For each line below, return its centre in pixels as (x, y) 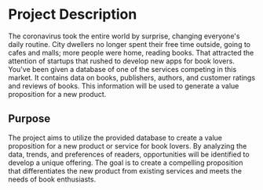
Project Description (73, 14)
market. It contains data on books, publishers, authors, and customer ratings (132, 77)
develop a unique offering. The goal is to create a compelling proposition (126, 163)
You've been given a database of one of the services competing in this (122, 69)
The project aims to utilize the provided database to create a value (115, 138)
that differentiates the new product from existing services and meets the (125, 170)
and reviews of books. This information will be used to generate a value (124, 86)
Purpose (29, 119)
